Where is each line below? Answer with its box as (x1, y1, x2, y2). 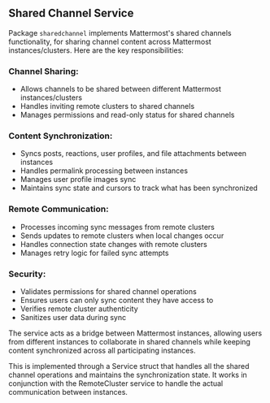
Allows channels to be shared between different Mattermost (20, 84, 221, 94)
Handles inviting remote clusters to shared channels (20, 102, 195, 111)
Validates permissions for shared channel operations (20, 287, 197, 296)
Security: (8, 268, 46, 279)
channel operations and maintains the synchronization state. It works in (8, 370, 248, 379)
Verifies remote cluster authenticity (20, 304, 138, 314)
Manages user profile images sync (20, 175, 137, 184)
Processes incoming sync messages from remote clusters (20, 222, 216, 232)
